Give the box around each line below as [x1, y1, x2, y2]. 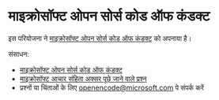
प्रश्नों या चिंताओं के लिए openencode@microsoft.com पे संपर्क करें [19, 83, 204, 92]
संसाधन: [8, 49, 30, 58]
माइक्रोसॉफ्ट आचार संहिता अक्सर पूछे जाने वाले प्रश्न [19, 74, 148, 83]
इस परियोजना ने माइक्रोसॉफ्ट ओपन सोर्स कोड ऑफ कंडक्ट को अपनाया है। [8, 33, 192, 43]
